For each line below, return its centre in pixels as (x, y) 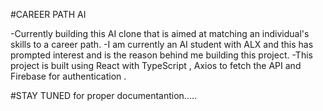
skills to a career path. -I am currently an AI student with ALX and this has (162, 44)
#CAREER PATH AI (48, 14)
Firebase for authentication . (68, 76)
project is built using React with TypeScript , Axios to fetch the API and (156, 65)
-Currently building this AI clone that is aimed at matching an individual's (160, 33)
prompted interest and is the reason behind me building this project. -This (161, 55)
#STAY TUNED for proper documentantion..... (103, 95)
